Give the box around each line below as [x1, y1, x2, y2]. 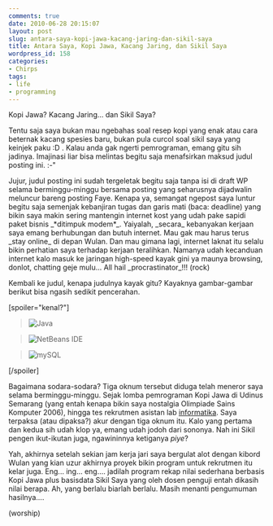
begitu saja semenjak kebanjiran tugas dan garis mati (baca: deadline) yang [8, 202, 262, 212]
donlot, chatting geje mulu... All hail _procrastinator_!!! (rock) [8, 262, 210, 273]
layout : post [8, 27, 53, 35]
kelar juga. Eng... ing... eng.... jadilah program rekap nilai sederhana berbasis [8, 467, 265, 476]
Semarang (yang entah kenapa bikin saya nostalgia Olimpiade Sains [8, 399, 236, 409]
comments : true [8, 11, 60, 20]
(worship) [8, 508, 41, 518]
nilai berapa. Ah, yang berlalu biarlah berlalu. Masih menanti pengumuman [8, 484, 258, 493]
